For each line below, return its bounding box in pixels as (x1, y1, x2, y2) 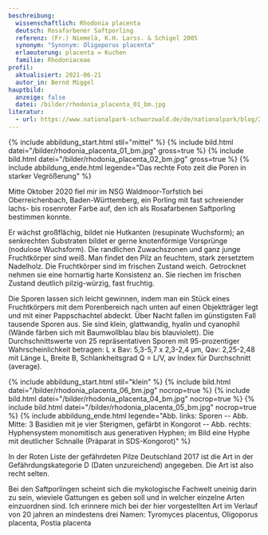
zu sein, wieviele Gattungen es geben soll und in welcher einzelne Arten (8, 492, 245, 502)
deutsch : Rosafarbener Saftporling (15, 26, 134, 34)
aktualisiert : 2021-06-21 (15, 71, 102, 79)
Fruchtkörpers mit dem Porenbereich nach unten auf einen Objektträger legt (8, 302, 258, 312)
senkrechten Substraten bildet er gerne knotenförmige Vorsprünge (8, 236, 228, 246)
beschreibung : (8, 11, 56, 20)
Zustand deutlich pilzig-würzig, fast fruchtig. (8, 278, 155, 288)
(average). (8, 361, 42, 371)
